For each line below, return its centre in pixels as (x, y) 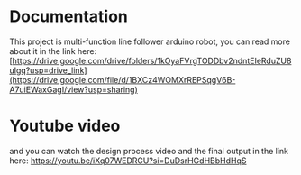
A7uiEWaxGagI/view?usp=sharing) (73, 89)
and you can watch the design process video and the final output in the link (149, 151)
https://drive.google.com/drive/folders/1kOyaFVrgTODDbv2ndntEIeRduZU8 (152, 60)
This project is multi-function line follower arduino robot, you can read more (150, 41)
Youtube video (65, 126)
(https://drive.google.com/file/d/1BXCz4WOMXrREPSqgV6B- (123, 79)
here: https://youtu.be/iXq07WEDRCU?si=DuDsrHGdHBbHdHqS (128, 161)
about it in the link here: (53, 51)
